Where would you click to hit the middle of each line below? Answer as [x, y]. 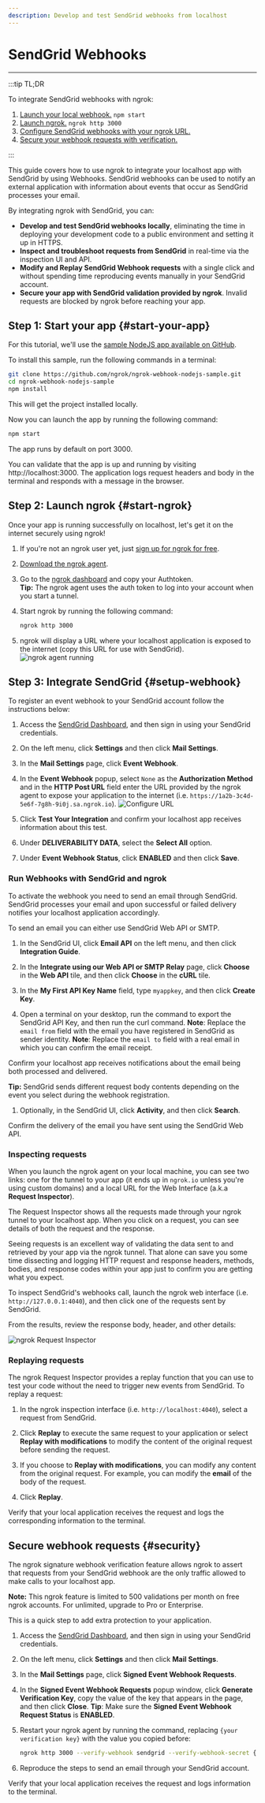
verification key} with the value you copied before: [105, 1738]
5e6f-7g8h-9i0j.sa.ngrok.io [65, 805]
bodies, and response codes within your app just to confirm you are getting [131, 1268]
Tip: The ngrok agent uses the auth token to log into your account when [136, 587]
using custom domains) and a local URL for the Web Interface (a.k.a [118, 1188]
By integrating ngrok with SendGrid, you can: [81, 210]
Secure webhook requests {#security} [105, 1546]
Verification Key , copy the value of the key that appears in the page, [131, 1698]
